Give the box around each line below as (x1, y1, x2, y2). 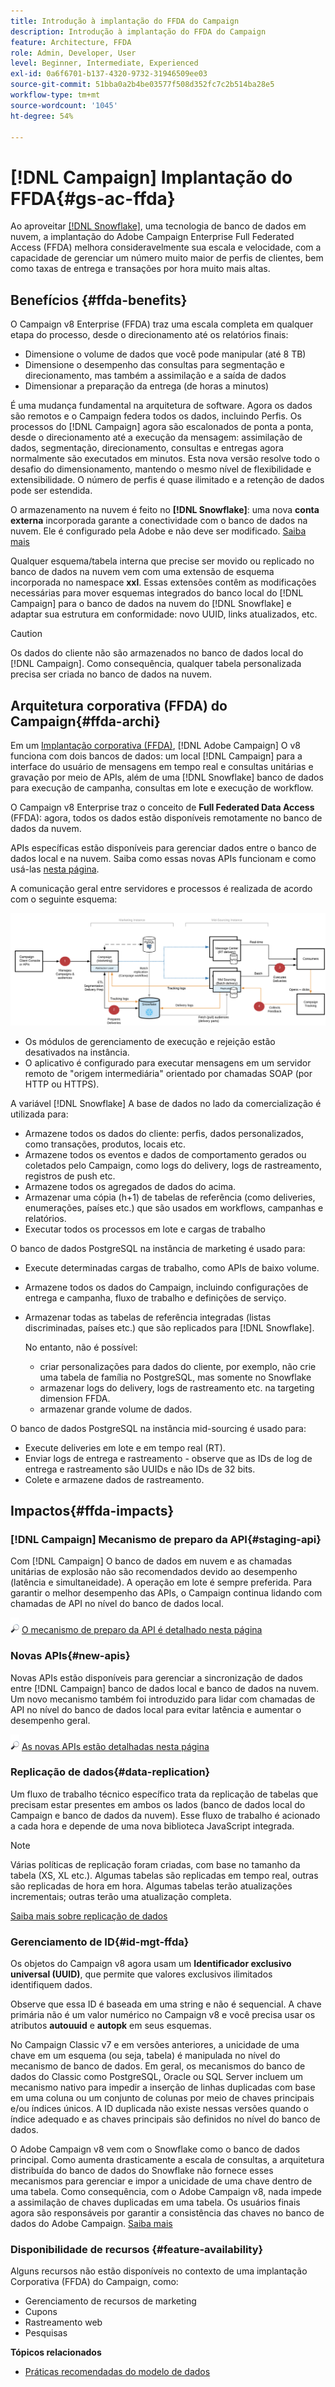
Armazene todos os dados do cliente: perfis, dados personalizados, (24, 1127, 304, 1139)
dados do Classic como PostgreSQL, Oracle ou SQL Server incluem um (10, 2071, 303, 2083)
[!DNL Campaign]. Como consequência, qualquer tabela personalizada (10, 658, 302, 670)
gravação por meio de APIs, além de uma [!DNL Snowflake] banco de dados (10, 771, 324, 783)
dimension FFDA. (39, 1392, 111, 1404)
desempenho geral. (10, 1714, 91, 1726)
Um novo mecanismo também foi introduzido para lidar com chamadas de (10, 1693, 316, 1705)
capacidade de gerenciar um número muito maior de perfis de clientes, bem (10, 252, 324, 264)
